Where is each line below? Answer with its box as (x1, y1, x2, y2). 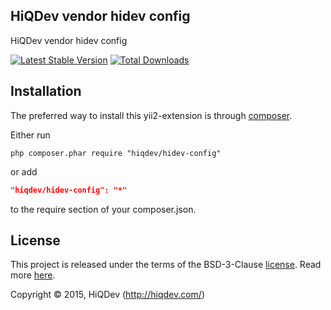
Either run (10, 129, 51, 141)
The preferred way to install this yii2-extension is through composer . (10, 109, 293, 121)
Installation (10, 83, 82, 100)
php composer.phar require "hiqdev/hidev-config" (10, 148, 222, 158)
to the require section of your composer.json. (10, 203, 197, 215)
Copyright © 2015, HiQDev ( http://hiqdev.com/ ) (10, 289, 206, 301)
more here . (10, 269, 56, 281)
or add (10, 165, 38, 178)
